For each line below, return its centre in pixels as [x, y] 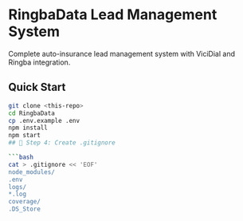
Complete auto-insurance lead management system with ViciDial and [122, 53]
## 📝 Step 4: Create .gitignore [62, 143]
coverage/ [25, 202]
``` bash [21, 157]
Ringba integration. [39, 62]
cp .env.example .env [44, 120]
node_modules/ [32, 172]
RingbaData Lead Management [113, 15]
